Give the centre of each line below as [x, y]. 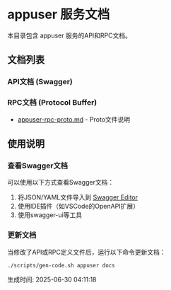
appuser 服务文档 [59, 14]
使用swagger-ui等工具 [50, 215]
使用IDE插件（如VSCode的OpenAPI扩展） [78, 207]
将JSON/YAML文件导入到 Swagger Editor [78, 197]
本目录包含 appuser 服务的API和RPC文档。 [70, 35]
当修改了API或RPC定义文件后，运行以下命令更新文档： [87, 252]
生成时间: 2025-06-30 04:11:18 [52, 279]
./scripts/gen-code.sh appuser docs [61, 265]
